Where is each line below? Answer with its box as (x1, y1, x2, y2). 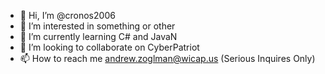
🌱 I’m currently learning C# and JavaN (19, 31, 178, 42)
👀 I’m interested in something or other (19, 20, 176, 32)
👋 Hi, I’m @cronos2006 (19, 10, 116, 21)
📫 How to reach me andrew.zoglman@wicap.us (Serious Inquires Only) (19, 53, 316, 64)
